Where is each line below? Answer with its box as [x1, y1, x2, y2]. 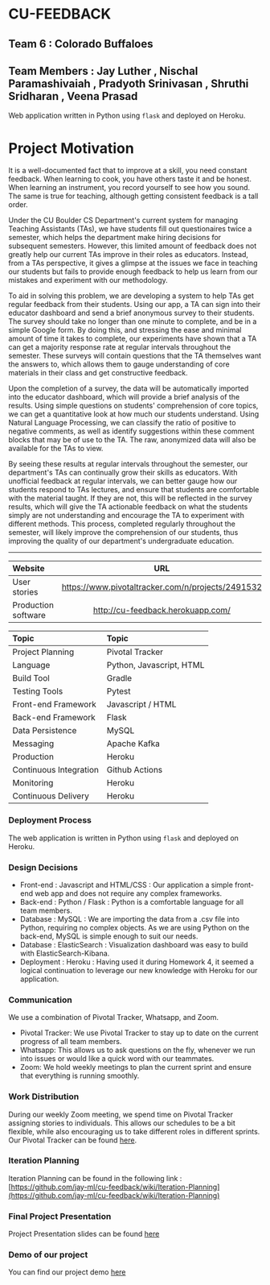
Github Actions [106, 765, 163, 776]
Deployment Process [8, 815, 92, 826]
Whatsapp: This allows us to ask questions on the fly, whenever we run [19, 1045, 256, 1055]
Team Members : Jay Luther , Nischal [8, 64, 198, 77]
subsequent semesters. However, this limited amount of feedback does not [8, 241, 257, 251]
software [12, 610, 47, 621]
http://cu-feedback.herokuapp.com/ [92, 605, 231, 616]
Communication [8, 994, 72, 1005]
